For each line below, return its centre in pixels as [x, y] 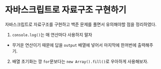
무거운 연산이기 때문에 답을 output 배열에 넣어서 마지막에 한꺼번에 [74, 45]
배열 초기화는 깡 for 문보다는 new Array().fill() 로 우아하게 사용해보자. [80, 61]
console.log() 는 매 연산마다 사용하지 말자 [52, 34]
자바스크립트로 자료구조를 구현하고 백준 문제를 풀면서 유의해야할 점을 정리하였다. [81, 24]
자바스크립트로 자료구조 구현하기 [66, 10]
